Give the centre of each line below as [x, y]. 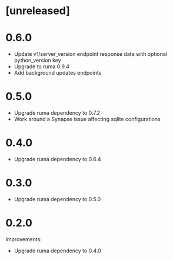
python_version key [37, 61]
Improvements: [24, 239]
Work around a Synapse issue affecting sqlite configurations [87, 119]
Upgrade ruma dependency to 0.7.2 [57, 113]
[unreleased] [38, 11]
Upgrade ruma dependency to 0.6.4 [57, 159]
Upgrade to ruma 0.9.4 [42, 66]
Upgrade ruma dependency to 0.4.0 [57, 251]
